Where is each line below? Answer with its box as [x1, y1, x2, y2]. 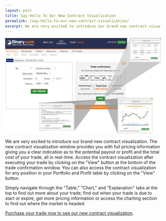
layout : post [5, 8, 32, 13]
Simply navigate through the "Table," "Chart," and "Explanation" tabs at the [5, 185, 158, 191]
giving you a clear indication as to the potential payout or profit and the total [5, 149, 160, 155]
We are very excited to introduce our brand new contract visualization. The [5, 138, 158, 144]
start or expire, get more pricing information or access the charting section [5, 195, 157, 201]
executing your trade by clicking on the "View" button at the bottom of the [5, 160, 156, 166]
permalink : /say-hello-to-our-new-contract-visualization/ [5, 18, 129, 23]
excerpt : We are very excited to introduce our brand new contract [5, 24, 147, 29]
